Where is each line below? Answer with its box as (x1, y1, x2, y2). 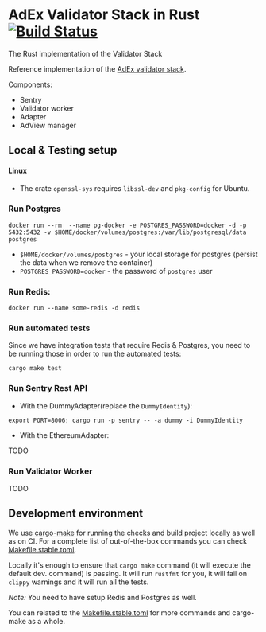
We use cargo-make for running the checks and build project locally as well (8, 528, 256, 537)
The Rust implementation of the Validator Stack (8, 49, 163, 58)
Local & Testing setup (8, 143, 118, 157)
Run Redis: (8, 286, 51, 297)
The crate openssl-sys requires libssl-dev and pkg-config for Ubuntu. (19, 183, 250, 193)
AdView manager (19, 120, 77, 130)
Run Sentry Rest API (8, 383, 87, 394)
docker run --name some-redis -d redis (8, 304, 141, 312)
